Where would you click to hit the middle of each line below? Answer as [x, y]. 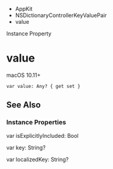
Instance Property [29, 34]
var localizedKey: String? [38, 159]
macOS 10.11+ [24, 75]
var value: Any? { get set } [43, 86]
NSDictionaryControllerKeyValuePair [61, 15]
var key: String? [26, 147]
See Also [24, 105]
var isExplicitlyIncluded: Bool [42, 135]
